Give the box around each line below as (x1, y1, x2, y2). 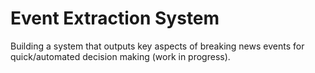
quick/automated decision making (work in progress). (10, 50, 231, 62)
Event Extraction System (10, 7, 220, 30)
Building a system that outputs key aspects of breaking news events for (10, 40, 305, 52)
